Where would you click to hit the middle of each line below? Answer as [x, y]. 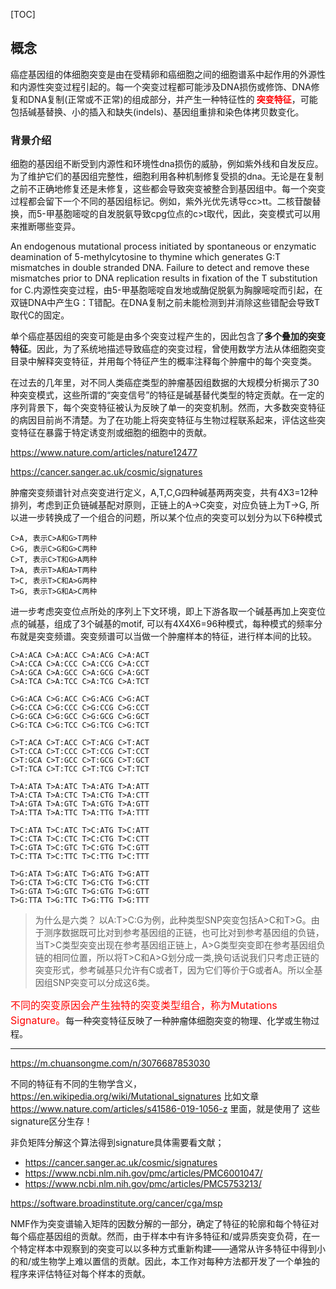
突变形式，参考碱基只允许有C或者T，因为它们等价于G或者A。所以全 [174, 970]
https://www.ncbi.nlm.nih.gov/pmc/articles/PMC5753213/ [143, 1184]
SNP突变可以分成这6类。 [103, 983]
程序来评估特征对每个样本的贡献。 [80, 1274]
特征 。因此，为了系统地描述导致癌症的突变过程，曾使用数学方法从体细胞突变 [168, 349]
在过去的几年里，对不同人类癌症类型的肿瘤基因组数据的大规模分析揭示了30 [165, 383]
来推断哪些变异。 [45, 226]
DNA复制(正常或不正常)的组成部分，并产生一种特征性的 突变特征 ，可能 [172, 99]
